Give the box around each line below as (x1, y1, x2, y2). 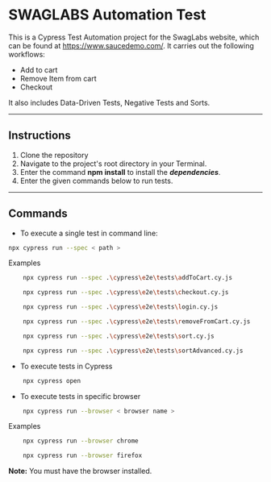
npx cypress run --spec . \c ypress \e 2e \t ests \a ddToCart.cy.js (23, 274, 232, 282)
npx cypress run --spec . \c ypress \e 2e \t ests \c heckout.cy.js (23, 289, 229, 297)
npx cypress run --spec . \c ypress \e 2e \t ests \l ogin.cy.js (23, 303, 219, 311)
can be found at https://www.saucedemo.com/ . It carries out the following (8, 40, 254, 50)
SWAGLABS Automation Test (8, 6, 206, 24)
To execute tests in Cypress (19, 361, 113, 371)
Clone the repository (19, 150, 89, 160)
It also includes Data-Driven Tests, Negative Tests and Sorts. (8, 98, 211, 107)
